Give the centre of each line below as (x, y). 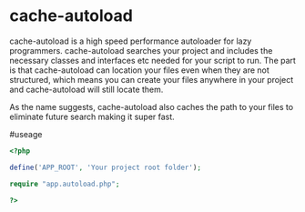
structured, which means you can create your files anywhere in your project (152, 79)
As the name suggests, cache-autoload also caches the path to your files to (152, 106)
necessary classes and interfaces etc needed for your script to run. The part (152, 60)
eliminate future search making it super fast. (92, 116)
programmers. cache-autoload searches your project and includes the (141, 50)
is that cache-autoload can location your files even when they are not (140, 70)
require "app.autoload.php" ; (65, 184)
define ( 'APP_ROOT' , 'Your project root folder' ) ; (106, 167)
